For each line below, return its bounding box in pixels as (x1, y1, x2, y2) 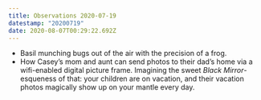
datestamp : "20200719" (8, 19, 84, 27)
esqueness (19, 74, 57, 84)
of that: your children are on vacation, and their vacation (58, 74, 245, 84)
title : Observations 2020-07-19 (8, 11, 116, 20)
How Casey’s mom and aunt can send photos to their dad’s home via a (19, 57, 253, 66)
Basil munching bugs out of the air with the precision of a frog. (19, 49, 227, 58)
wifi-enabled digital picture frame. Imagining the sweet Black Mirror (19, 66, 244, 75)
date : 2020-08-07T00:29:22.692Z (8, 26, 116, 34)
